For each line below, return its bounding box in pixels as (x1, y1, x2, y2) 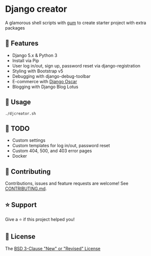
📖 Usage (5, 98, 31, 106)
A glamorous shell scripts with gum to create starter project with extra (5, 20, 146, 26)
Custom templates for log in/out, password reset (12, 143, 110, 149)
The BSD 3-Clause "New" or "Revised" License (5, 245, 101, 252)
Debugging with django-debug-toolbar (12, 73, 91, 79)
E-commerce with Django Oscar (12, 78, 77, 84)
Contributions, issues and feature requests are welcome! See (5, 181, 128, 187)
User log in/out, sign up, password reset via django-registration (12, 63, 141, 68)
